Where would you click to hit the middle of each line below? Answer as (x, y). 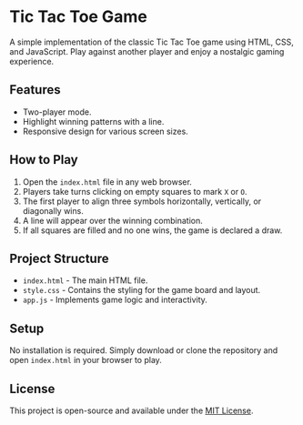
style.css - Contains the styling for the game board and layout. (141, 290)
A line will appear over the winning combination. (112, 220)
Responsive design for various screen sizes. (105, 131)
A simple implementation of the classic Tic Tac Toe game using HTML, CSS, (151, 42)
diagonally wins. (53, 210)
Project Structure (59, 258)
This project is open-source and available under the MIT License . (131, 410)
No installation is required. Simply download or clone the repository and (144, 350)
